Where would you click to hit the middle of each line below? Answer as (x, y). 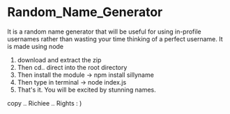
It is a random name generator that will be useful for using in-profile (104, 31)
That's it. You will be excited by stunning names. (87, 90)
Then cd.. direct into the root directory (72, 67)
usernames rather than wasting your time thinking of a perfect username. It (115, 38)
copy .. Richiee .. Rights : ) (45, 103)
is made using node (36, 46)
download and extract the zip (59, 59)
